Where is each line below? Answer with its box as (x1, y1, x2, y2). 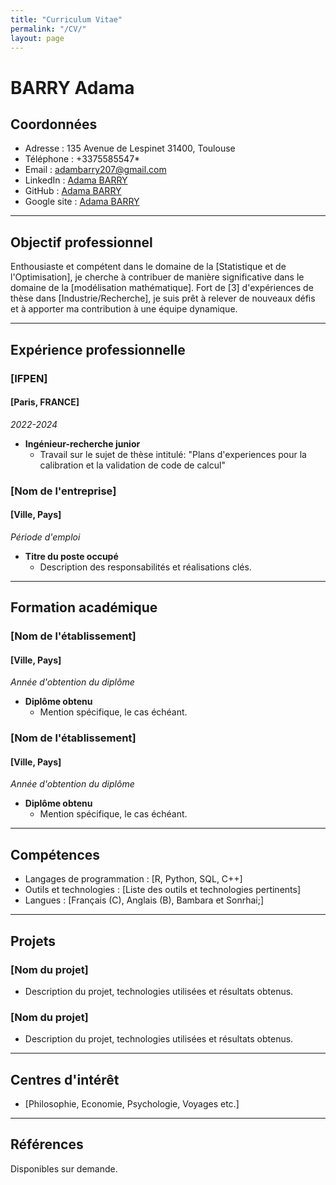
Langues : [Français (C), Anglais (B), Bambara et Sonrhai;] (24, 894, 265, 906)
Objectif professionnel (10, 234, 153, 251)
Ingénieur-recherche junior (24, 437, 141, 450)
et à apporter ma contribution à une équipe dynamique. (10, 303, 238, 315)
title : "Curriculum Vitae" (10, 14, 123, 25)
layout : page (10, 33, 65, 43)
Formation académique (10, 599, 158, 616)
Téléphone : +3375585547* (24, 153, 141, 165)
